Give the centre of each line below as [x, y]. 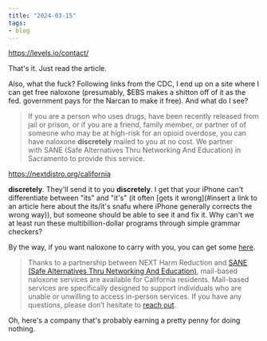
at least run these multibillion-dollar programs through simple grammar [124, 223]
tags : [17, 23]
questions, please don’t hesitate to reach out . [102, 305]
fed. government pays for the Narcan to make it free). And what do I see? [128, 101]
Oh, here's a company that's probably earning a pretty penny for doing [124, 320]
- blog [19, 30]
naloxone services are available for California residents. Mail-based [138, 280]
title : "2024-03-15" [43, 16]
